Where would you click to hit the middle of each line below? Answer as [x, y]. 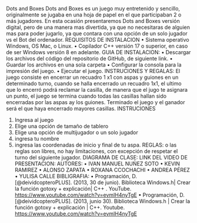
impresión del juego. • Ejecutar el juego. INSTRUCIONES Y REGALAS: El [93, 71]
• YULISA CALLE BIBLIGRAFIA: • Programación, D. [76, 176]
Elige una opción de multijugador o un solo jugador [76, 132]
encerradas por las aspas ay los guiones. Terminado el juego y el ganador [96, 102]
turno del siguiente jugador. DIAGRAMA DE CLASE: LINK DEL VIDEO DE [101, 157]
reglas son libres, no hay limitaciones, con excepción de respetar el [96, 151]
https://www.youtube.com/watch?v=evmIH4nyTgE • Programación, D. [100, 195]
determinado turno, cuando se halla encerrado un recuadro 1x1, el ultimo [94, 84]
